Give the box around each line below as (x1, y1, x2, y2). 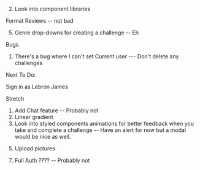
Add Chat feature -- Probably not (14, 107, 99, 114)
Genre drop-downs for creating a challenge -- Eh (14, 29, 139, 36)
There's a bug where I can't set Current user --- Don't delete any (14, 53, 179, 60)
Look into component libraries (14, 6, 91, 12)
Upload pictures (14, 145, 56, 152)
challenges (14, 60, 43, 66)
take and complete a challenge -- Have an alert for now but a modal (14, 126, 187, 134)
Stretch (6, 95, 25, 102)
